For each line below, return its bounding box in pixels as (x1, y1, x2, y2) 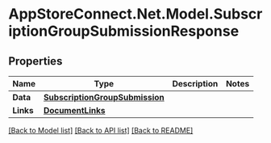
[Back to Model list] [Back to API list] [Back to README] (8, 126, 194, 135)
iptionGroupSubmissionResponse (8, 22, 240, 40)
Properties (8, 54, 63, 68)
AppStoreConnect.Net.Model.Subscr (8, 5, 263, 23)
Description (172, 78, 219, 89)
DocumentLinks (43, 105, 106, 116)
